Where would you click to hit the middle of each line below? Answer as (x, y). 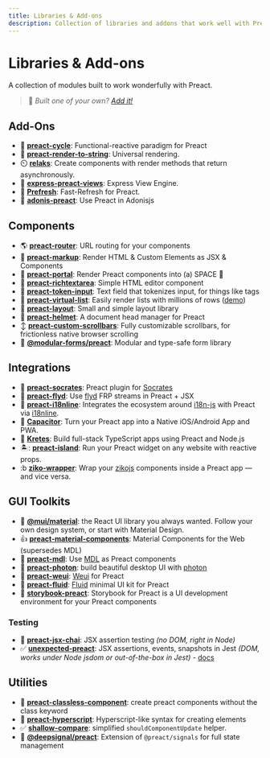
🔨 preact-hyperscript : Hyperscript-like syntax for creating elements (133, 719)
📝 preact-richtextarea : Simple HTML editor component (112, 283)
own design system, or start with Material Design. (102, 529)
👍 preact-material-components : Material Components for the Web (132, 538)
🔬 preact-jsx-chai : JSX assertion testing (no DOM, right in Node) (127, 640)
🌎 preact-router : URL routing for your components (105, 245)
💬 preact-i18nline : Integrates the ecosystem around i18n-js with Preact (137, 404)
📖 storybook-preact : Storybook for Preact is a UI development (124, 593)
